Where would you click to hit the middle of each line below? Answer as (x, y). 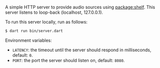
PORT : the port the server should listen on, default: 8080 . (68, 60)
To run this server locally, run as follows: (46, 22)
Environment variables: (28, 40)
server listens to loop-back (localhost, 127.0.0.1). (54, 12)
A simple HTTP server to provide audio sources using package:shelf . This (80, 7)
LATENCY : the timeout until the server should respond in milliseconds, (82, 50)
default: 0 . (23, 55)
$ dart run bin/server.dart (34, 31)
